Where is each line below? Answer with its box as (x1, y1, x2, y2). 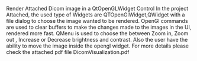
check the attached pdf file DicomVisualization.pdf (6, 49, 130, 55)
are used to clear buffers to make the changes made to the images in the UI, (6, 23, 192, 30)
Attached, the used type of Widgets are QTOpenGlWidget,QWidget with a (6, 11, 185, 18)
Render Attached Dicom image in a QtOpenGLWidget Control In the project (6, 5, 188, 12)
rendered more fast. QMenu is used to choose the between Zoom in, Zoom (6, 30, 189, 37)
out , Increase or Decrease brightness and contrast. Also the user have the (6, 36, 188, 43)
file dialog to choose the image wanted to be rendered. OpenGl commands (6, 18, 188, 24)
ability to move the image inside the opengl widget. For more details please (6, 42, 189, 49)
